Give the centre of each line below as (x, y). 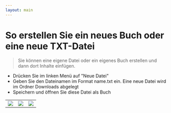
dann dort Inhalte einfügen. (47, 66)
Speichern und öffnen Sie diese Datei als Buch (62, 92)
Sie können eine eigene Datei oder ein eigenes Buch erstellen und (87, 60)
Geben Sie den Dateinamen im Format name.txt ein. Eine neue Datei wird (89, 81)
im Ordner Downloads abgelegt (46, 86)
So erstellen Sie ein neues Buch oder (85, 35)
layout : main (19, 10)
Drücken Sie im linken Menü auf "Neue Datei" (61, 76)
